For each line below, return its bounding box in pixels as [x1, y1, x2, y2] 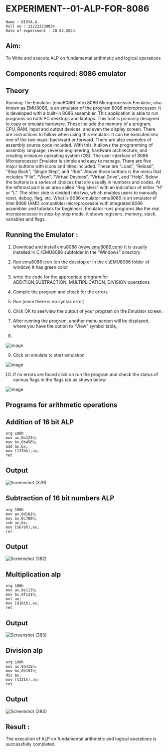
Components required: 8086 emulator [5, 69, 127, 78]
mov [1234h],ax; [5, 448, 39, 453]
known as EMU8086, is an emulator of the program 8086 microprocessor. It [5, 105, 162, 111]
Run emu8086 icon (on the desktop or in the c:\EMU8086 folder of [12, 259, 150, 265]
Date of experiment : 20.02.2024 [5, 28, 75, 33]
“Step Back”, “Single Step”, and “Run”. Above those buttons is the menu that [5, 168, 162, 175]
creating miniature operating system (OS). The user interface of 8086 [5, 153, 149, 159]
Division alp [5, 646, 43, 655]
